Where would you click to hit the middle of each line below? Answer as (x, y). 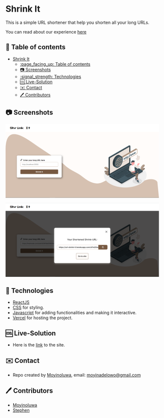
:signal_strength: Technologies (51, 76)
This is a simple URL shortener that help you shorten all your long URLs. (78, 22)
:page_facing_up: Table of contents (55, 64)
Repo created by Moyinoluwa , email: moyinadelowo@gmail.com (77, 375)
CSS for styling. (28, 308)
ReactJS (21, 302)
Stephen (21, 410)
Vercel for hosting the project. (42, 318)
